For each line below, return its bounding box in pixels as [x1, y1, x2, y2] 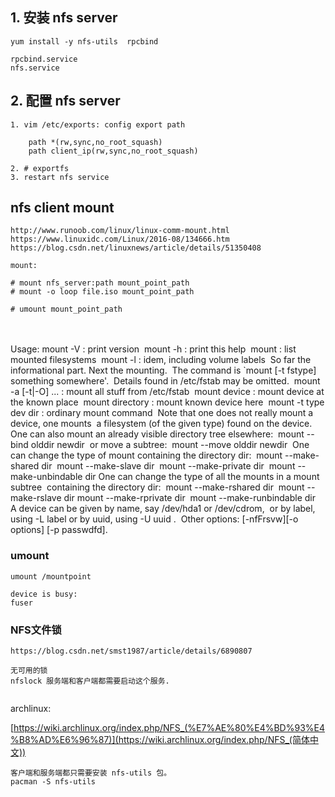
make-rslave [10, 492, 62, 504]
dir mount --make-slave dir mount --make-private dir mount [41, 460, 296, 472]
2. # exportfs [10, 163, 70, 173]
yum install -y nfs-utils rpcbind [10, 36, 159, 47]
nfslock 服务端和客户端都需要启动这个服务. [10, 676, 170, 687]
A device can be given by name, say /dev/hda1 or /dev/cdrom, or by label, [10, 503, 316, 515]
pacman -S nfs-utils [10, 777, 97, 787]
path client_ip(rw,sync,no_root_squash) [28, 146, 199, 156]
